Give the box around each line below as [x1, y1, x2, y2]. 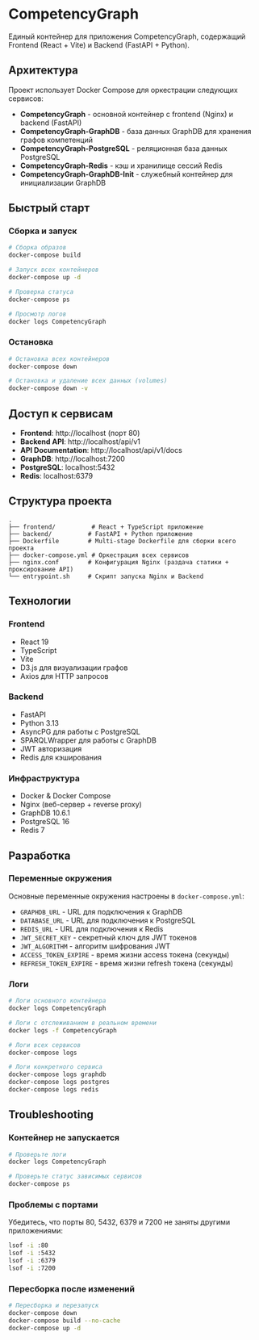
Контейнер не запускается [8, 1132, 119, 1143]
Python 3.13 [19, 718, 59, 727]
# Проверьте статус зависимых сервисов [8, 1172, 143, 1181]
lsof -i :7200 [8, 1264, 56, 1272]
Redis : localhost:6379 [19, 471, 94, 481]
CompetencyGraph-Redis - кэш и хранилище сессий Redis [19, 161, 223, 170]
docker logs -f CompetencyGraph [8, 1026, 117, 1034]
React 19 [19, 637, 49, 647]
